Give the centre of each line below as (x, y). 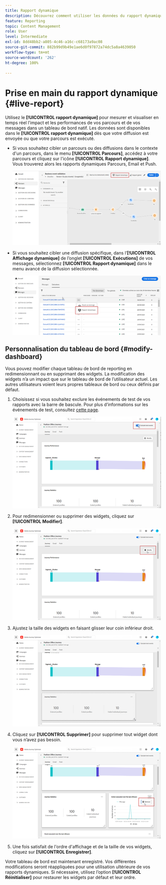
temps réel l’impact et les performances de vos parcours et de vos (73, 123)
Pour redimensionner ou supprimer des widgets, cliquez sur (73, 516)
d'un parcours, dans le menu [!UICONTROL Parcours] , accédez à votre (85, 153)
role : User (16, 32)
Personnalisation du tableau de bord (62, 349)
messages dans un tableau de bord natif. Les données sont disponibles (78, 128)
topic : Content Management (33, 26)
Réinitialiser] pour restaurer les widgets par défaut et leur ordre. (71, 877)
